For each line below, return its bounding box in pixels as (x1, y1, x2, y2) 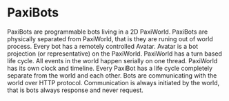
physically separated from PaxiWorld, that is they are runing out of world (7, 34, 214, 43)
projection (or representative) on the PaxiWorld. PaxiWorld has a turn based (7, 49, 223, 58)
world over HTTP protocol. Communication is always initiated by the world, (7, 78, 220, 87)
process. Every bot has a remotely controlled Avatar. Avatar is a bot (7, 42, 199, 50)
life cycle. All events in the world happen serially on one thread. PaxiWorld (7, 56, 218, 65)
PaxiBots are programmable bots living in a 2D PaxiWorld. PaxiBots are (7, 27, 208, 36)
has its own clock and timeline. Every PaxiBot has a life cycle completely (7, 64, 212, 72)
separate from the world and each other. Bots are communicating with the (7, 71, 217, 80)
